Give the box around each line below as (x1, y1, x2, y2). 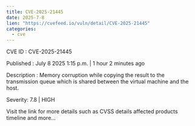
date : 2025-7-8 (6, 15, 45, 21)
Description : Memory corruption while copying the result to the (6, 71, 165, 79)
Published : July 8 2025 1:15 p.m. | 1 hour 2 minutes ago (6, 60, 145, 67)
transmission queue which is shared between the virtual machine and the (6, 78, 189, 85)
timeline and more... (6, 114, 56, 122)
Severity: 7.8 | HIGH (6, 96, 56, 104)
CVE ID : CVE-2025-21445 (6, 48, 73, 55)
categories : (6, 25, 36, 32)
